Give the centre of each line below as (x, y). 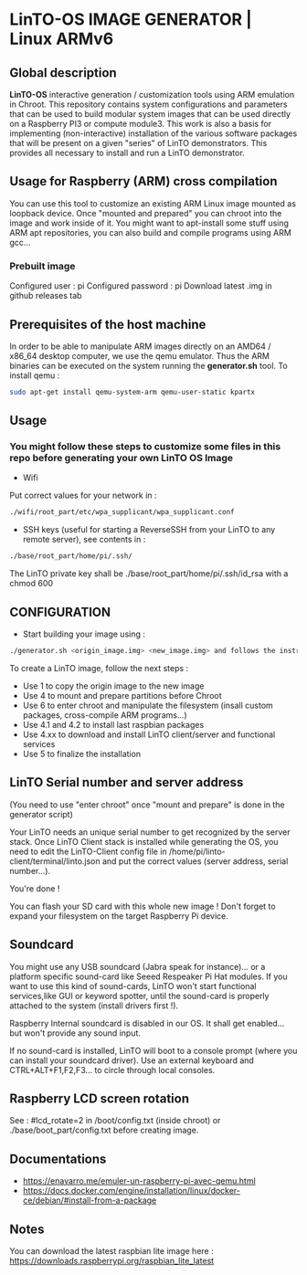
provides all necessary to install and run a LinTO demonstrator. (127, 153)
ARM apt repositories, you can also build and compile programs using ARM (151, 232)
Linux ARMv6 (62, 39)
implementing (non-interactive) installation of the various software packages (153, 133)
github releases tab (46, 296)
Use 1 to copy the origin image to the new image (113, 686)
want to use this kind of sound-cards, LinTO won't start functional (133, 985)
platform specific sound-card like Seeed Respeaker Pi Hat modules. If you (148, 976)
